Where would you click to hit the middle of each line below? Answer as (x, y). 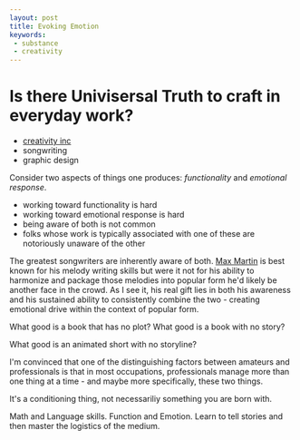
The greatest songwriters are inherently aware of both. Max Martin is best (147, 261)
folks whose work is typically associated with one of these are (139, 234)
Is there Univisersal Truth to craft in (145, 97)
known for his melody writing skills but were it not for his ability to (132, 271)
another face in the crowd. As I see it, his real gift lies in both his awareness (150, 290)
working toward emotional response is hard (103, 215)
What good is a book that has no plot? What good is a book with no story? (147, 327)
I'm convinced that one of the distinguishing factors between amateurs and (150, 362)
